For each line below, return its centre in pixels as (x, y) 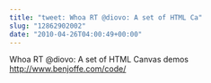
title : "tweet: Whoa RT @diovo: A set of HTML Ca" (106, 17)
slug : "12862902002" (48, 26)
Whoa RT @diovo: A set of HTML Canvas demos (99, 60)
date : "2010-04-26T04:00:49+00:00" (76, 34)
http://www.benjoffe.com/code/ (68, 69)
